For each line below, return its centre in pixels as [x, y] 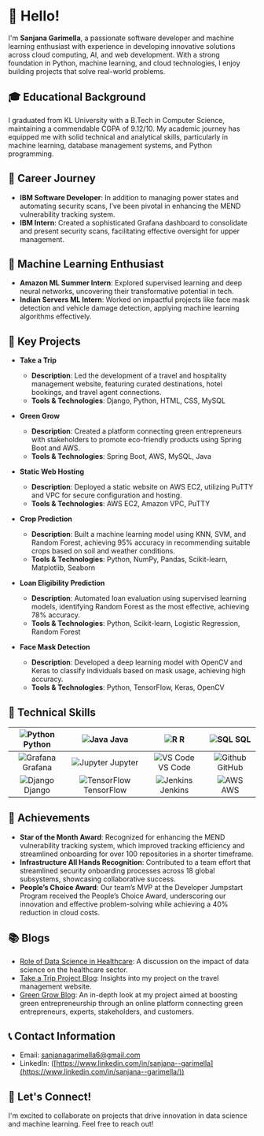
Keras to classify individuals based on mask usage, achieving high [138, 671]
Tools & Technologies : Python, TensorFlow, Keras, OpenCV [128, 687]
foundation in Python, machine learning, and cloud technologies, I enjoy [125, 63]
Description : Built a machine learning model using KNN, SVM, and [139, 534]
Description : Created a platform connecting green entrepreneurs [136, 431]
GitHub [230, 767]
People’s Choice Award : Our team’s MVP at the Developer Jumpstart [131, 887]
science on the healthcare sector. [73, 970]
